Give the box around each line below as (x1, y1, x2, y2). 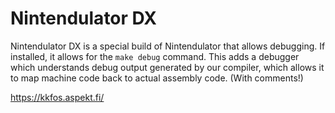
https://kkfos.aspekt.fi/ (10, 91, 105, 103)
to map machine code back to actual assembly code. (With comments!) (10, 72, 304, 84)
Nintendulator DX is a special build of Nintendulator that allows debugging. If (10, 40, 326, 52)
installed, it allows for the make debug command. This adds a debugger (10, 50, 300, 62)
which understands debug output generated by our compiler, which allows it (10, 61, 325, 73)
